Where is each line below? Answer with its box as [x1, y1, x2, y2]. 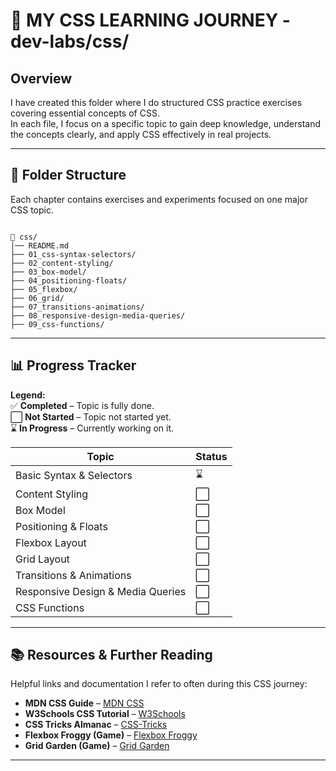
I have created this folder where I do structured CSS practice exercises [10, 97, 303, 108]
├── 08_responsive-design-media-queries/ [10, 310, 186, 321]
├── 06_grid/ [10, 293, 65, 303]
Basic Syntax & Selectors [15, 469, 133, 483]
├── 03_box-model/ [10, 267, 87, 277]
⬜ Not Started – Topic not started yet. [10, 410, 172, 423]
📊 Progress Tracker [10, 357, 137, 374]
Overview [10, 70, 73, 87]
